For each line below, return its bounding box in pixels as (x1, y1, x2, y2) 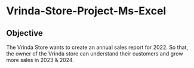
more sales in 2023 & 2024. (6, 57, 75, 63)
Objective (6, 28, 44, 38)
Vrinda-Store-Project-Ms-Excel (6, 4, 167, 18)
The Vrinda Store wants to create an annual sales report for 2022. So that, (6, 44, 189, 51)
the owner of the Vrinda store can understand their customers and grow (6, 50, 183, 57)
